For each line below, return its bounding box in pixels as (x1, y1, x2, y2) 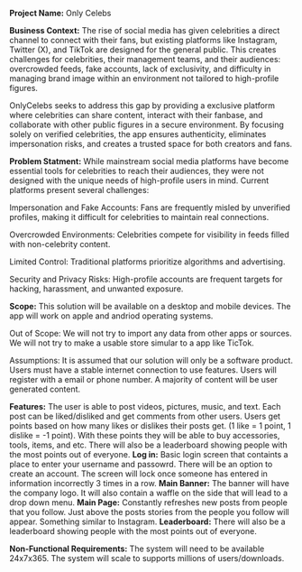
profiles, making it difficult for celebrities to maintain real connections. (9, 212, 270, 222)
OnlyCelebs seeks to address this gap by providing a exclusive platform (9, 100, 276, 111)
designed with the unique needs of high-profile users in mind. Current (9, 175, 270, 186)
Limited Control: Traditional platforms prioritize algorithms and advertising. (9, 256, 286, 267)
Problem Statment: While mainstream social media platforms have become (9, 156, 289, 166)
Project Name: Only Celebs (9, 8, 112, 18)
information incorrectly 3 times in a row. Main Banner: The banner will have (9, 478, 290, 488)
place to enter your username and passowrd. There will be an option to (9, 459, 273, 469)
